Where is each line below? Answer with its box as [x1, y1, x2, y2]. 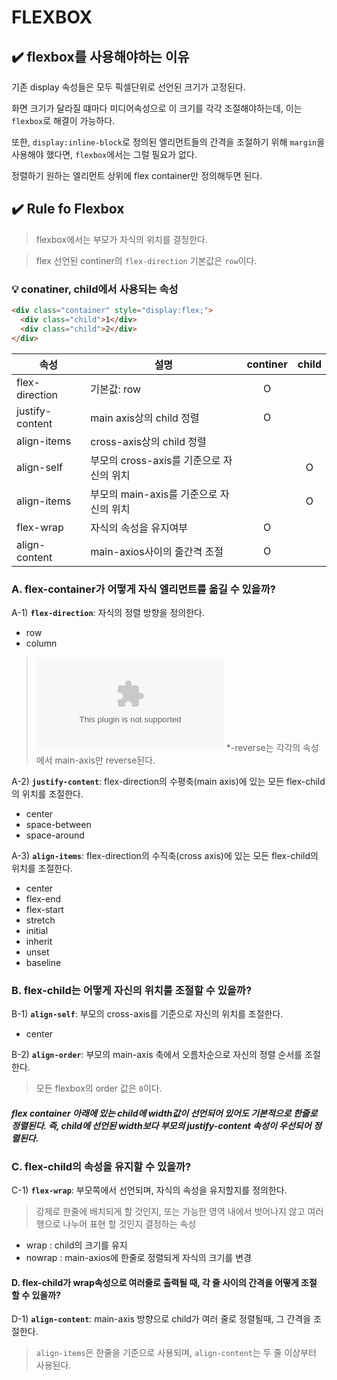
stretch [25, 914, 56, 926]
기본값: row [90, 382, 142, 396]
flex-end [25, 892, 61, 905]
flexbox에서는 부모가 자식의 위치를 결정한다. [35, 233, 209, 245]
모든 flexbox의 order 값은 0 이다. [35, 1082, 163, 1095]
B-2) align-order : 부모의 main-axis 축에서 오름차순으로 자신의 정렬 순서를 [11, 1049, 303, 1061]
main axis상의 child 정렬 [90, 411, 200, 425]
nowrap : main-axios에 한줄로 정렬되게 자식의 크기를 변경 [25, 1252, 252, 1264]
